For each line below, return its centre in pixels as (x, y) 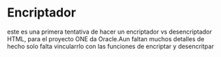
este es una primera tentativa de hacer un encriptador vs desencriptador (109, 32)
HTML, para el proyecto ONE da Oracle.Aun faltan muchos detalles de (106, 38)
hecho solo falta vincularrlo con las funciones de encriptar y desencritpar (110, 46)
